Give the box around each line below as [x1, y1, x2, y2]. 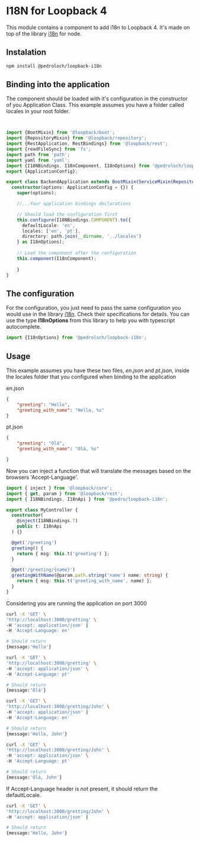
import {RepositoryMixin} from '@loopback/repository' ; [6, 135, 147, 141]
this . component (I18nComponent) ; [17, 255, 97, 262]
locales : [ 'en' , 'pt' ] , [21, 228, 81, 234]
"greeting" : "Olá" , [17, 440, 65, 446]
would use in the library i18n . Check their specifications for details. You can [6, 310, 190, 318]
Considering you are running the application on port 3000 [6, 599, 147, 606]
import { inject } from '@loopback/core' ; [6, 485, 113, 491]
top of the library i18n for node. [6, 30, 82, 37]
